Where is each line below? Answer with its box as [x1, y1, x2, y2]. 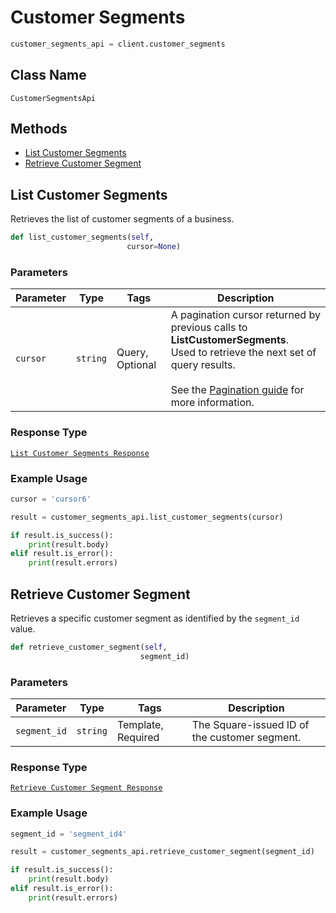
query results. [170, 358, 236, 372]
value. [10, 622, 36, 635]
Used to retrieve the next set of [170, 346, 317, 360]
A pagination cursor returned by [170, 308, 321, 322]
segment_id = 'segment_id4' [10, 829, 128, 839]
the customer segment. [191, 731, 302, 744]
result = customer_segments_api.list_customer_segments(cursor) [10, 512, 284, 522]
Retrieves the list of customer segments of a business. [10, 213, 235, 225]
